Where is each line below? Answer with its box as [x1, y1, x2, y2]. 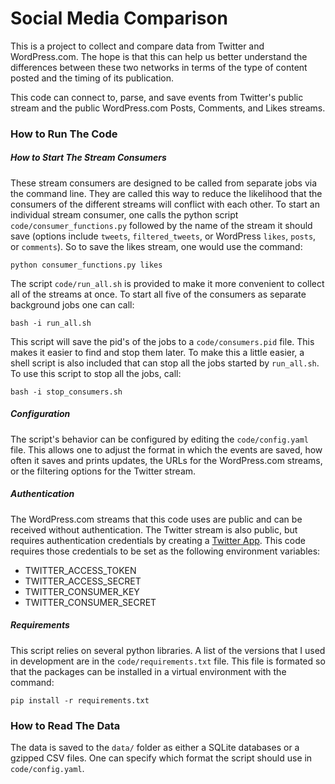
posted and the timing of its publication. [10, 72, 175, 84]
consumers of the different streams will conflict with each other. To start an [10, 198, 320, 210]
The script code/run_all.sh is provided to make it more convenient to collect [10, 277, 325, 289]
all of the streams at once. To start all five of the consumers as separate [10, 288, 307, 300]
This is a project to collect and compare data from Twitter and [10, 40, 265, 52]
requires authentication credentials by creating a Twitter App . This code [10, 534, 306, 546]
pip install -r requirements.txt [10, 695, 150, 706]
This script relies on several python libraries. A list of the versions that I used [10, 644, 326, 656]
